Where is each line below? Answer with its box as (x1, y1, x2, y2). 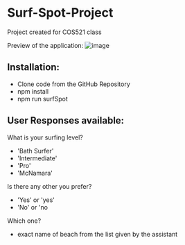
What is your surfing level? (7, 133, 83, 142)
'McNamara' (17, 169, 53, 177)
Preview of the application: (7, 41, 84, 49)
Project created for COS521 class (7, 28, 102, 36)
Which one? (7, 217, 42, 225)
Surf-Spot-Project (7, 5, 114, 21)
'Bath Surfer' (17, 146, 54, 155)
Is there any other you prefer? (7, 182, 92, 190)
